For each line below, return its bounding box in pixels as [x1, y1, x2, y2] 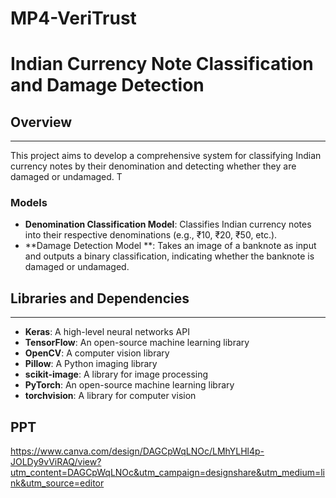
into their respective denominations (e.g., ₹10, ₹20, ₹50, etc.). [24, 229, 278, 241]
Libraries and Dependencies [10, 290, 190, 307]
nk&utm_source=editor [10, 477, 105, 489]
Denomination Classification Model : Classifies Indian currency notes [24, 218, 312, 231]
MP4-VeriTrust [10, 7, 137, 30]
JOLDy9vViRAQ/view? [10, 456, 102, 468]
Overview [10, 113, 73, 131]
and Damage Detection [10, 74, 205, 97]
